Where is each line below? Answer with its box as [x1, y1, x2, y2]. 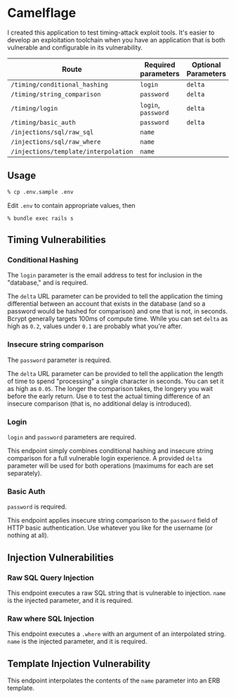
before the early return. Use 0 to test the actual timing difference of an [7, 392, 211, 400]
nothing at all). [7, 531, 49, 540]
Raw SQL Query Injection [7, 573, 94, 582]
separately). [7, 468, 42, 477]
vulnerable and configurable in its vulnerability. [7, 43, 143, 51]
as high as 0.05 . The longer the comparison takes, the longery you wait [7, 384, 213, 392]
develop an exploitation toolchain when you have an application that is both [7, 35, 225, 44]
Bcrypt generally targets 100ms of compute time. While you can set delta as [7, 315, 228, 323]
